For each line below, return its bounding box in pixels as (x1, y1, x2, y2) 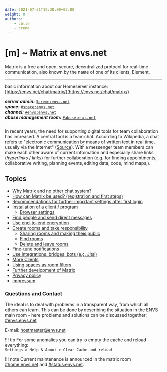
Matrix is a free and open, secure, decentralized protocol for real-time (5, 64, 148, 70)
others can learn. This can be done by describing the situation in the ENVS (5, 307, 158, 313)
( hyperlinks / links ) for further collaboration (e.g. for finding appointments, (5, 155, 157, 161)
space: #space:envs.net (5, 104, 55, 110)
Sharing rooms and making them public (19, 230, 100, 236)
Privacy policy (12, 272, 42, 278)
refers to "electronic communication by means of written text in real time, (5, 139, 155, 145)
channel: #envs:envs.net (5, 109, 57, 115)
